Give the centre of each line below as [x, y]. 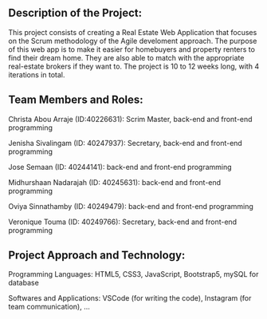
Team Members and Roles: [76, 100]
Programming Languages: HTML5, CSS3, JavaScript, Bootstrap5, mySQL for [133, 274]
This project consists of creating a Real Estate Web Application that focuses [133, 32]
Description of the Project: [75, 13]
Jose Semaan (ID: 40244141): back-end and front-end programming [120, 167]
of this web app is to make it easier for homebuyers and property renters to [132, 49]
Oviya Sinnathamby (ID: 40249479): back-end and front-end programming [131, 206]
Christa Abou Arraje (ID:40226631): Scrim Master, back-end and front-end [130, 119]
